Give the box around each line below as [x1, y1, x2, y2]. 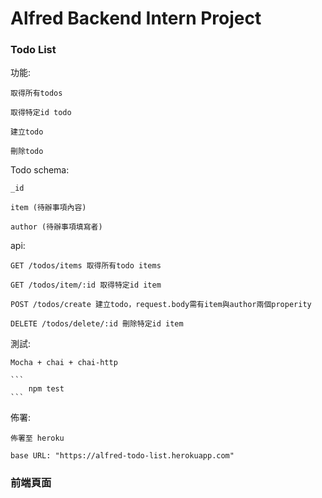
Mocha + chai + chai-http [10, 358, 118, 368]
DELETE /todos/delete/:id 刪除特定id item [10, 319, 184, 329]
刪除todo [10, 147, 44, 157]
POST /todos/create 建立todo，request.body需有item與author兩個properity [10, 300, 312, 310]
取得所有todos [10, 88, 63, 99]
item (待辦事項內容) [10, 203, 87, 213]
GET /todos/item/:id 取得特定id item [10, 280, 162, 291]
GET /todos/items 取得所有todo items [10, 261, 162, 271]
